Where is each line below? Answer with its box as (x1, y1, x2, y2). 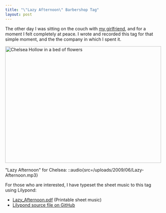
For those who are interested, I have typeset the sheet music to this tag (5, 182, 152, 188)
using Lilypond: (5, 187, 37, 193)
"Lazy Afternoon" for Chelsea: (5, 167, 67, 173)
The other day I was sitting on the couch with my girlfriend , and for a (5, 25, 146, 31)
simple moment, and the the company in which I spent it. (5, 36, 122, 42)
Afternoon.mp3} (5, 172, 38, 178)
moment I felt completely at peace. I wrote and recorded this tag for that (5, 31, 154, 37)
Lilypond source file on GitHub (12, 202, 75, 208)
